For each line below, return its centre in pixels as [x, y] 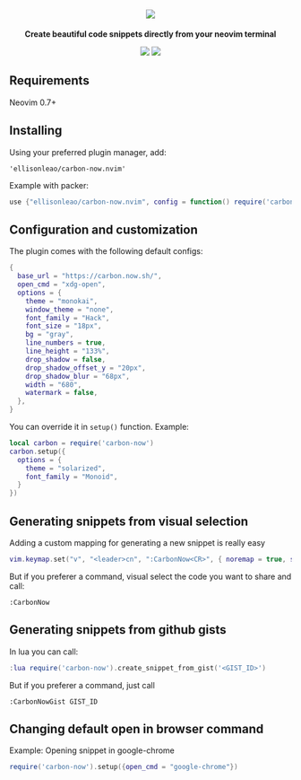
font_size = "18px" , [64, 326]
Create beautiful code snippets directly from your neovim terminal [150, 34]
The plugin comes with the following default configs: [106, 251]
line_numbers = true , [65, 343]
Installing [36, 131]
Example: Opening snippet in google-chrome [92, 750]
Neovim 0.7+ [33, 102]
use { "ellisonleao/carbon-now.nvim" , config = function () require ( [138, 202]
